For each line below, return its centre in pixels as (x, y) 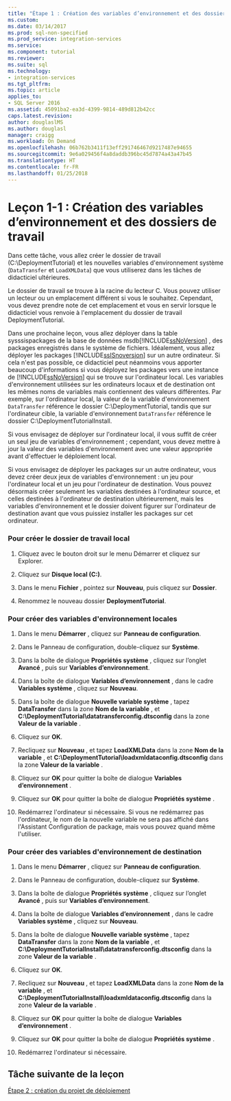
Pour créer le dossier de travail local (69, 538)
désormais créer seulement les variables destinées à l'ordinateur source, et (114, 492)
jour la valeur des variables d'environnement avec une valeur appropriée (110, 449)
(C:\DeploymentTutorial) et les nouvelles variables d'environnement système (116, 263)
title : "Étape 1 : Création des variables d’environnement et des (105, 13)
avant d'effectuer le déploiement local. (62, 456)
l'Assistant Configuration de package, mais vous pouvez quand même (116, 827)
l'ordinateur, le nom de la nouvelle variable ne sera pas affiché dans (113, 820)
